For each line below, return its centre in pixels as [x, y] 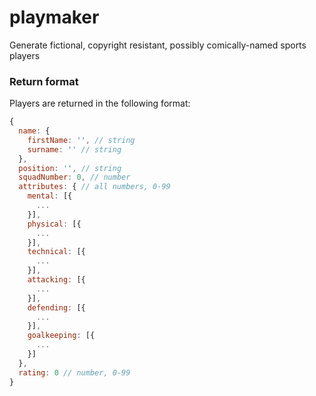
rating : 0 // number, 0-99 [74, 372]
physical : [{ [54, 224]
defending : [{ [56, 307]
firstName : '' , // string [81, 140]
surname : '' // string [74, 149]
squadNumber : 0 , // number [74, 177]
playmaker [54, 17]
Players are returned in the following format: [100, 103]
